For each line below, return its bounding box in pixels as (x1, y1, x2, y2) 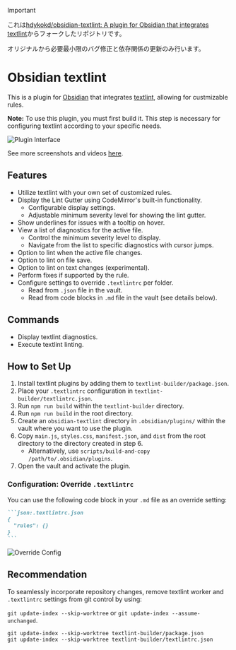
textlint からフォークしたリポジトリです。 (7, 30, 126, 37)
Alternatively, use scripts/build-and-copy (28, 447, 151, 455)
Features (7, 170, 47, 182)
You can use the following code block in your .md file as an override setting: (7, 495, 228, 504)
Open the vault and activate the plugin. (17, 462, 131, 471)
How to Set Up (7, 360, 71, 372)
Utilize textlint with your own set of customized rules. (17, 188, 172, 196)
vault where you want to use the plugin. (17, 424, 133, 433)
